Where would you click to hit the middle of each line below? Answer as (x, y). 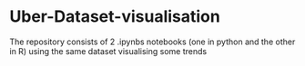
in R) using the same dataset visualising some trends (108, 51)
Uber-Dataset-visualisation (115, 17)
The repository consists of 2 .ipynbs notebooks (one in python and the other (152, 42)
